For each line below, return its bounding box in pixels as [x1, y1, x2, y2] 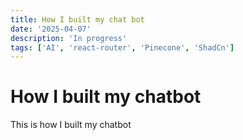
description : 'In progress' [10, 33, 128, 43]
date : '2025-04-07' [10, 24, 92, 34]
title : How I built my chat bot [10, 14, 145, 25]
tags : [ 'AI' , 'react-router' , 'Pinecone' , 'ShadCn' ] [10, 42, 235, 53]
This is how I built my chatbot [10, 119, 132, 131]
